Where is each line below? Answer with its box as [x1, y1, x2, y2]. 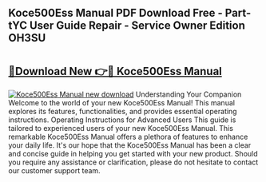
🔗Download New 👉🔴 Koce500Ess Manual [8, 64, 222, 78]
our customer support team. [8, 166, 101, 175]
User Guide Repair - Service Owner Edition [29, 19, 246, 33]
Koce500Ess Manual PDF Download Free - [8, 6, 224, 20]
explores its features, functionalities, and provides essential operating [8, 107, 237, 116]
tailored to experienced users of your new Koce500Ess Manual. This [8, 124, 234, 133]
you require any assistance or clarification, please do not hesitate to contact [8, 157, 259, 167]
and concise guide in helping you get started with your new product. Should [8, 149, 258, 158]
